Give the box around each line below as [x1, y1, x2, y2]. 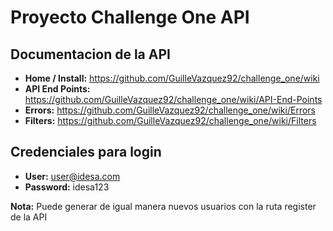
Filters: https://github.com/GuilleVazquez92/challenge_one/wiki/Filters [24, 115, 317, 126]
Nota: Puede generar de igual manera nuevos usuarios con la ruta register [10, 200, 317, 212]
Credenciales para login [10, 144, 162, 161]
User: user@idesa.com [24, 170, 121, 182]
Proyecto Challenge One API [10, 6, 250, 29]
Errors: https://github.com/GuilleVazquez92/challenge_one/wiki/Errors [24, 104, 316, 116]
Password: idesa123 [24, 181, 110, 193]
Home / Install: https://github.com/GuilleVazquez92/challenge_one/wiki [24, 72, 320, 84]
